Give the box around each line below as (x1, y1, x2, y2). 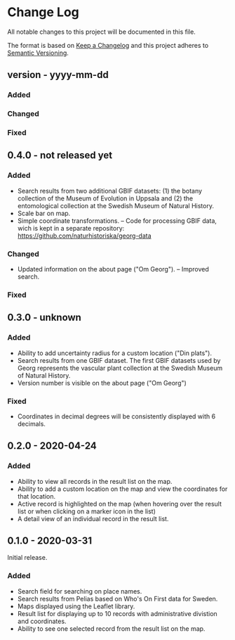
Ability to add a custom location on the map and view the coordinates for (17, 485, 228, 493)
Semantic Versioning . (7, 49, 69, 57)
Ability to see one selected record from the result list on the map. (17, 624, 206, 633)
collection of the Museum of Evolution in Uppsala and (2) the (17, 194, 194, 203)
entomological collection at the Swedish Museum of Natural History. (17, 201, 214, 210)
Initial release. (7, 553, 48, 562)
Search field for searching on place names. (17, 587, 142, 595)
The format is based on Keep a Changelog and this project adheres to (7, 41, 209, 49)
